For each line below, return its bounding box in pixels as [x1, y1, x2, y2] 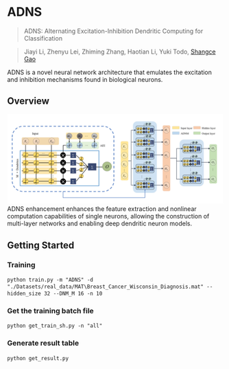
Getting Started [7, 239, 75, 251]
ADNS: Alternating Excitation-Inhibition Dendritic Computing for [23, 27, 204, 35]
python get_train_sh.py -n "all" [7, 322, 103, 330]
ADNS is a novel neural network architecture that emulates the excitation [7, 68, 213, 76]
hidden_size [7, 290, 41, 298]
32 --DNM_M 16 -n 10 [43, 290, 103, 298]
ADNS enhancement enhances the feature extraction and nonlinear [7, 205, 197, 213]
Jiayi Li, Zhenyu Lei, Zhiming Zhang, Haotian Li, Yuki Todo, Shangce [23, 47, 216, 56]
